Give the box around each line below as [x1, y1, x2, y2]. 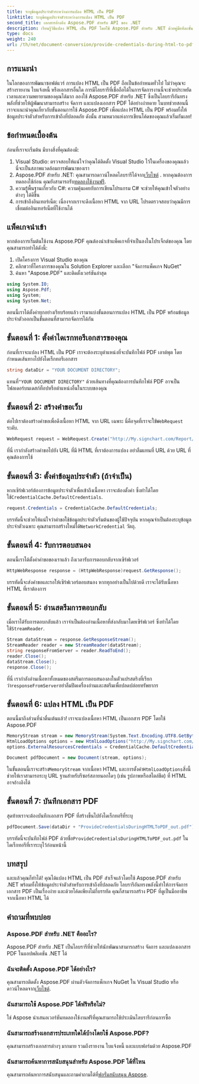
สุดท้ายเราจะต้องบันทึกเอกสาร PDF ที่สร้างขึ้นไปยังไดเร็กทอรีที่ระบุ [6, 812, 133, 819]
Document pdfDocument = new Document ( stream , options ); [6, 755, 147, 761]
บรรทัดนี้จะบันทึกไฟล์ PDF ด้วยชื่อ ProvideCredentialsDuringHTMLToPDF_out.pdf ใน [6, 835, 188, 842]
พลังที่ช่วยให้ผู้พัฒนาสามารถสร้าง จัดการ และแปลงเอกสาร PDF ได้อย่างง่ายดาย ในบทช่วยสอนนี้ [6, 99, 188, 107]
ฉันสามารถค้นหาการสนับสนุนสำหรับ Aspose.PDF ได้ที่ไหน [6, 1057, 146, 1066]
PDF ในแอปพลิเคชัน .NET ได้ [6, 950, 67, 957]
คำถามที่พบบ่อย [6, 912, 51, 922]
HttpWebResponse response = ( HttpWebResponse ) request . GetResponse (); [6, 567, 182, 573]
